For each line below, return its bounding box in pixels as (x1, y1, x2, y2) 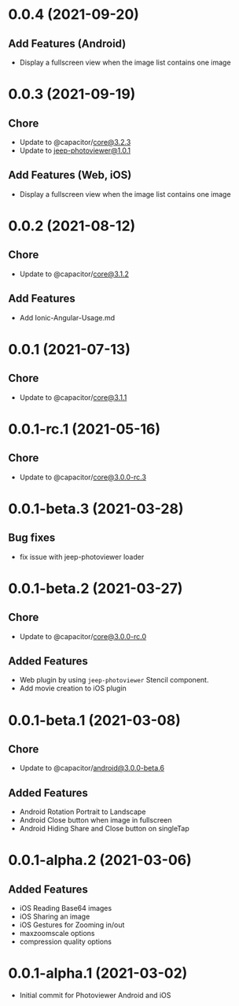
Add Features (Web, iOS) (8, 168, 132, 182)
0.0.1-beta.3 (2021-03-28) (8, 500, 184, 517)
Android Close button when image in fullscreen (19, 816, 172, 825)
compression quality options (19, 937, 112, 946)
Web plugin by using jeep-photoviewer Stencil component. (19, 675, 209, 685)
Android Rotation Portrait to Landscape (19, 807, 146, 816)
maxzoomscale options (19, 929, 96, 938)
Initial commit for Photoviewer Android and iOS (19, 990, 171, 1000)
